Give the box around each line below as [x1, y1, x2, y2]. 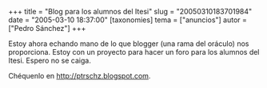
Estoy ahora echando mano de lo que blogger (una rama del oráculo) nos [8, 39, 249, 48]
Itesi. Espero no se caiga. [8, 55, 92, 65]
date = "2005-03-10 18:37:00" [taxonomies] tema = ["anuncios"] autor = [8, 15, 248, 25]
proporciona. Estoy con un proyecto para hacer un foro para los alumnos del [8, 48, 260, 56]
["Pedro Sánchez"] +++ [8, 24, 86, 33]
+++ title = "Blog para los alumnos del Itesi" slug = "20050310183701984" [8, 7, 253, 16]
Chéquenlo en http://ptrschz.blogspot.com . [8, 71, 151, 80]
